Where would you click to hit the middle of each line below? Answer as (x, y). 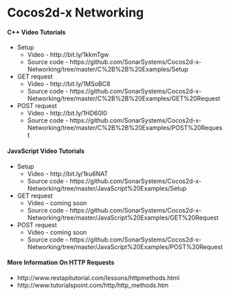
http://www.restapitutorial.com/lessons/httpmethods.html (98, 277)
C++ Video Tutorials (36, 32)
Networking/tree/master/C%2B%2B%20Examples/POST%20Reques (125, 128)
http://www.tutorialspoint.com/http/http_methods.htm (93, 285)
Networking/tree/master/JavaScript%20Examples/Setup (107, 188)
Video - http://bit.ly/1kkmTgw (68, 55)
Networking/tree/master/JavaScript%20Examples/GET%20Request (123, 218)
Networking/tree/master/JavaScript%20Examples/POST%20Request (125, 246)
